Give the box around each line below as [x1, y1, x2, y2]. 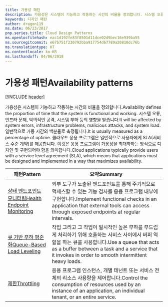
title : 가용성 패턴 [5, 7, 40, 13]
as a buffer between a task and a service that [51, 245, 158, 252]
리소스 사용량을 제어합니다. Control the [62, 274, 148, 281]
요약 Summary [89, 171, 122, 178]
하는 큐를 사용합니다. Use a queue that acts [62, 239, 159, 246]
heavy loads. [51, 258, 82, 265]
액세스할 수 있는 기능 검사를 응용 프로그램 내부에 [51, 188, 158, 195]
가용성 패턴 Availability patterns [5, 77, 133, 88]
